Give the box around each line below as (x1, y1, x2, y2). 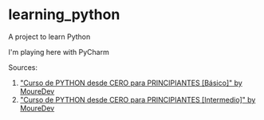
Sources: (8, 62, 38, 72)
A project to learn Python (8, 32, 91, 41)
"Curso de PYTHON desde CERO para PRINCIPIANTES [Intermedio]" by (19, 95, 256, 104)
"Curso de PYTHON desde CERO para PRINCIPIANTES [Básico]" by (19, 78, 243, 87)
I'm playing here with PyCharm (8, 47, 109, 56)
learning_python (8, 6, 120, 24)
